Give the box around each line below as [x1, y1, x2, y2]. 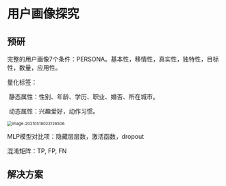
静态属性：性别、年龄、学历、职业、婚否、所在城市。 [8, 93, 159, 101]
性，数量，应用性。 [7, 64, 62, 72]
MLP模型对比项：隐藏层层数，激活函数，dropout [7, 133, 145, 140]
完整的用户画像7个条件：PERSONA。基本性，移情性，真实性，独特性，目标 [7, 55, 219, 63]
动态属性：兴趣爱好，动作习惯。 [8, 107, 99, 115]
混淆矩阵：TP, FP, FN [7, 147, 67, 155]
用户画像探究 [7, 6, 80, 22]
